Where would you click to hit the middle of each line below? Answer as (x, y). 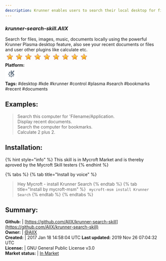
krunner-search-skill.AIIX (37, 28)
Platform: (15, 65)
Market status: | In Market (32, 253)
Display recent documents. (45, 122)
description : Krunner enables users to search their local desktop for (80, 10)
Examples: (22, 105)
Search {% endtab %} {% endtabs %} (55, 194)
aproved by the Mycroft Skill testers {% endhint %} (57, 165)
